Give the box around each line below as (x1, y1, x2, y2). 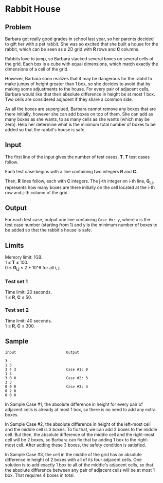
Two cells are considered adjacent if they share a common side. (5, 96, 133, 102)
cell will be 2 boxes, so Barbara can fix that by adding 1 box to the (5, 437, 137, 443)
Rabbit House (5, 3, 61, 15)
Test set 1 (5, 278, 28, 285)
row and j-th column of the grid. (5, 189, 69, 195)
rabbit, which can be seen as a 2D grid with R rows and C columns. (5, 46, 140, 52)
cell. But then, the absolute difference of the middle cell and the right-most (5, 432, 155, 437)
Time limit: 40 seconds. (5, 318, 52, 323)
